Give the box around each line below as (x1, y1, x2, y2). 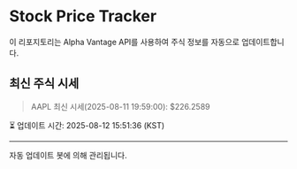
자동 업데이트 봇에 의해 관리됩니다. (9, 150, 127, 160)
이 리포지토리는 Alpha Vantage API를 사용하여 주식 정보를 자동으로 (9, 36, 240, 47)
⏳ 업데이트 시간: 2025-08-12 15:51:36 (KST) (9, 119, 165, 130)
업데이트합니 (241, 36, 285, 47)
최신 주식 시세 (9, 76, 80, 91)
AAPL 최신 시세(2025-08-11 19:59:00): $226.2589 (30, 101, 210, 111)
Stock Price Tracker (9, 6, 157, 27)
